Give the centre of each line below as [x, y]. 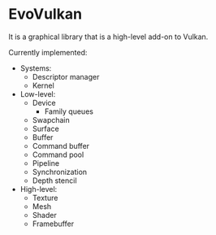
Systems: [36, 68]
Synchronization [60, 172]
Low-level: [38, 94]
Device [44, 102]
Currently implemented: [48, 52]
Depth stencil [54, 181]
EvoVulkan [45, 14]
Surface [45, 128]
